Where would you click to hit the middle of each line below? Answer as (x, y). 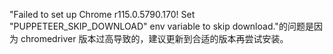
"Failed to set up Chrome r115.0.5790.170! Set (102, 14)
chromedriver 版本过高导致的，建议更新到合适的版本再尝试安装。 (154, 38)
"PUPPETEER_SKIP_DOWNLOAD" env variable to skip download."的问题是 (161, 26)
